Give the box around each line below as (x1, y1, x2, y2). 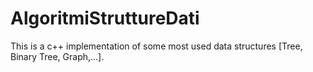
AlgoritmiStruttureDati (10, 7, 200, 30)
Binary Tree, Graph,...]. (10, 50, 105, 62)
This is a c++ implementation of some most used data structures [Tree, (10, 40, 303, 52)
